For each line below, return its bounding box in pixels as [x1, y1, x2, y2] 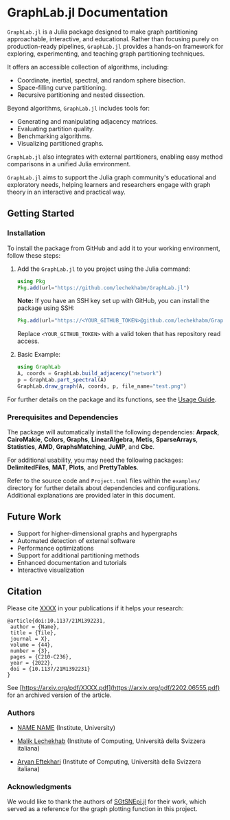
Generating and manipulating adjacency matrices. [16, 117, 158, 125]
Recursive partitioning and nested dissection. [16, 91, 146, 99]
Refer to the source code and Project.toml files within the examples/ [7, 476, 200, 485]
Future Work [7, 511, 62, 523]
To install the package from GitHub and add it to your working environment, [7, 244, 220, 252]
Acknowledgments [7, 782, 72, 791]
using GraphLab [16, 364, 61, 370]
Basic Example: [16, 351, 60, 359]
